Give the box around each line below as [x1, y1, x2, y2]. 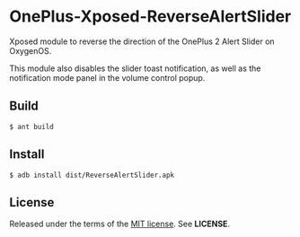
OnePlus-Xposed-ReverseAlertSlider [9, 6, 292, 27]
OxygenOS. [9, 45, 52, 56]
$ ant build [9, 122, 54, 131]
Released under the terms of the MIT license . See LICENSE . [9, 218, 231, 230]
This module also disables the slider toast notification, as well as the [9, 63, 261, 74]
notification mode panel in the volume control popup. [9, 72, 206, 83]
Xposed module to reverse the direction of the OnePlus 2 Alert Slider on [9, 36, 276, 47]
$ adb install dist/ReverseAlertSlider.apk [9, 171, 175, 180]
